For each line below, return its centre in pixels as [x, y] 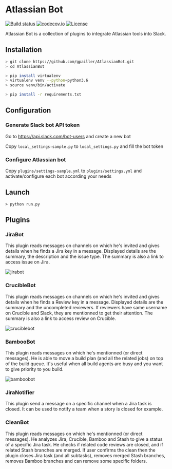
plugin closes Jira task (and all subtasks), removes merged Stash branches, [85, 455]
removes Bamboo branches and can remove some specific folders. [76, 461]
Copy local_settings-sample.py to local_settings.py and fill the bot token [84, 146]
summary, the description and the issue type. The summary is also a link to [85, 257]
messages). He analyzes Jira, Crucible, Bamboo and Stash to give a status [84, 439]
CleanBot [17, 422]
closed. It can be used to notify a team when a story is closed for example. [84, 409]
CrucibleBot [21, 285]
